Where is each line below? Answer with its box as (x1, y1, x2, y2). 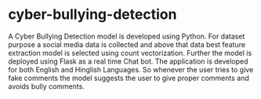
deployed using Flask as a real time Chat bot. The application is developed (8, 57, 248, 66)
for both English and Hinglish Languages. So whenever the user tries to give (8, 64, 254, 74)
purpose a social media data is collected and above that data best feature (8, 39, 245, 49)
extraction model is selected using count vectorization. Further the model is (8, 48, 252, 57)
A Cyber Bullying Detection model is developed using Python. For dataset (8, 31, 245, 41)
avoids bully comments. (8, 81, 85, 91)
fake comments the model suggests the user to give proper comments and (8, 73, 249, 82)
